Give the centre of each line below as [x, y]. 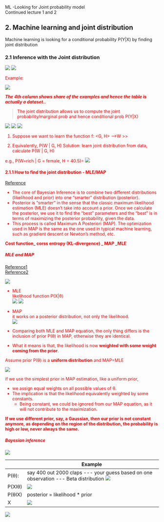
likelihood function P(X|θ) [38, 296]
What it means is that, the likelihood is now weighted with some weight [84, 346]
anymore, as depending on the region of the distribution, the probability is [82, 424]
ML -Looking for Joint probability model [45, 7]
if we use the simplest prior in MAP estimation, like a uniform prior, [72, 379]
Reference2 [17, 272]
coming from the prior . [35, 351]
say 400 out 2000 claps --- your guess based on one [90, 473]
